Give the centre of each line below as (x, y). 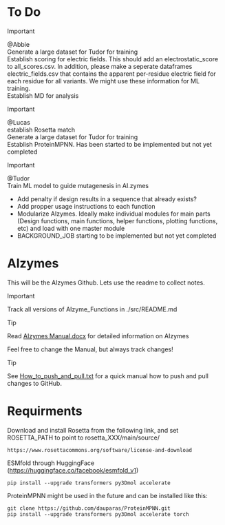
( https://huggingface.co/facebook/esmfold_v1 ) (73, 470)
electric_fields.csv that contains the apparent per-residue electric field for (112, 74)
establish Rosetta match (41, 130)
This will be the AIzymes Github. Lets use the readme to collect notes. (106, 282)
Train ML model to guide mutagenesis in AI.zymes (78, 185)
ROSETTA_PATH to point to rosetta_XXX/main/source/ (84, 437)
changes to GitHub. (34, 383)
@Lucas (19, 122)
